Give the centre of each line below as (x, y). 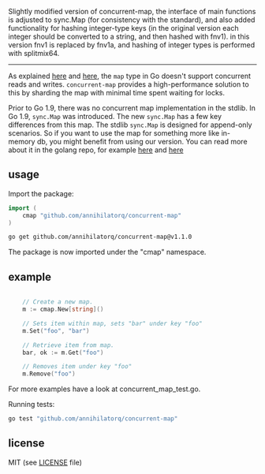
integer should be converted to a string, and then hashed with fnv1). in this (129, 36)
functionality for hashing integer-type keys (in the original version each (123, 28)
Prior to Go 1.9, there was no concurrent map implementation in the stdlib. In (132, 108)
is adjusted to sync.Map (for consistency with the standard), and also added (132, 20)
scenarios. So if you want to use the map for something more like (114, 133)
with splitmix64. (34, 53)
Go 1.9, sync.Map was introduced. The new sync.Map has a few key (115, 116)
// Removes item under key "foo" (77, 367)
